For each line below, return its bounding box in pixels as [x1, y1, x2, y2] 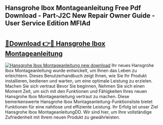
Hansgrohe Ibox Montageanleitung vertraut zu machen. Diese [5, 94, 130, 99]
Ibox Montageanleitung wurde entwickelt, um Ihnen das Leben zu [5, 68, 137, 73]
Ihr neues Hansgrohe [112, 62, 154, 68]
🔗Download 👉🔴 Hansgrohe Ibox [5, 39, 106, 48]
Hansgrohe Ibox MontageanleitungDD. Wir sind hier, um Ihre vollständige [5, 109, 152, 115]
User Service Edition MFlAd [5, 19, 91, 27]
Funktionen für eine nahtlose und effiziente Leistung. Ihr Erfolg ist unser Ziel [5, 104, 158, 109]
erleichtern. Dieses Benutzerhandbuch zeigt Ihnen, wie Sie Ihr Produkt [5, 73, 147, 79]
